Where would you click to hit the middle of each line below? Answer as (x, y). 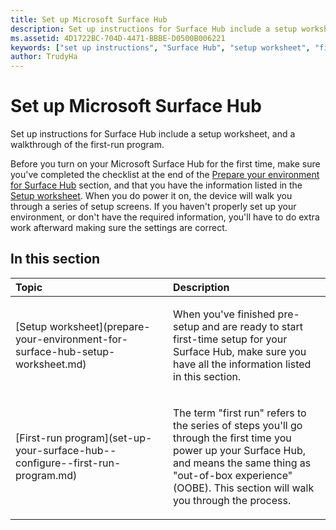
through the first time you (232, 438)
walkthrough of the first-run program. (87, 145)
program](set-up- (108, 438)
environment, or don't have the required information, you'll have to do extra (165, 217)
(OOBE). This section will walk (244, 488)
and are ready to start (252, 326)
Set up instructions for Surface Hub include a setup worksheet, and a (153, 134)
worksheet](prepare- (100, 326)
